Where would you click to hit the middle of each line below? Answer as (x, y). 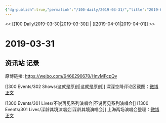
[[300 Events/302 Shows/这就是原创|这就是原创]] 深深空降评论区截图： (77, 86)
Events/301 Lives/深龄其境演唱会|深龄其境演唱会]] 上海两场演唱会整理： (78, 109)
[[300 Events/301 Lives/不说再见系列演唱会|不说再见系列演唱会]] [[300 (77, 103)
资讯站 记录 (22, 63)
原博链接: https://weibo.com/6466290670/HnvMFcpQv (61, 76)
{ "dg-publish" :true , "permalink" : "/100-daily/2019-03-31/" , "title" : (76, 10)
